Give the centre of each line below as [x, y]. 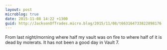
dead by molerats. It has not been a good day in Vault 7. [62, 43]
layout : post [19, 10]
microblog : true [22, 14]
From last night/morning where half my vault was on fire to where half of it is [83, 37]
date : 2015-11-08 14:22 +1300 [37, 19]
